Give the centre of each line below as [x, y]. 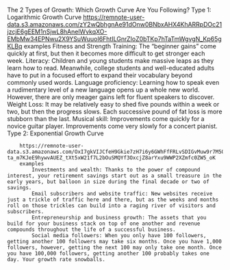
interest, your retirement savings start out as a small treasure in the [115, 176]
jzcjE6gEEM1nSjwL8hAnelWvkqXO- [57, 31]
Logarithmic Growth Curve [44, 17]
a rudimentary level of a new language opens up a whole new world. [103, 90]
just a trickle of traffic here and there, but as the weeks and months [113, 200]
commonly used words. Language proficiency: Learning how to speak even [113, 82]
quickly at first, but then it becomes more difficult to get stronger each [106, 53]
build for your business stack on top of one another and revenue [104, 224]
